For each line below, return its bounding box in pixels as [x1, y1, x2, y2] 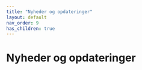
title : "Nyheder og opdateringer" [6, 8, 93, 15]
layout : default [6, 14, 47, 20]
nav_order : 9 [6, 20, 39, 26]
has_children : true [6, 25, 55, 32]
